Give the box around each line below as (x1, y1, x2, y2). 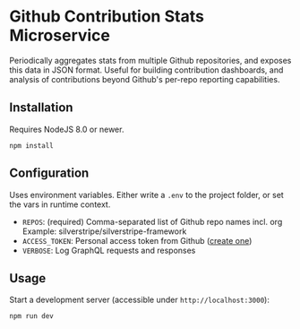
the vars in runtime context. (9, 199, 111, 210)
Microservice (9, 25, 110, 46)
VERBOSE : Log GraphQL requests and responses (21, 245, 196, 255)
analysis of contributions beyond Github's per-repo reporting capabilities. (9, 74, 280, 84)
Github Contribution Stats (9, 6, 204, 27)
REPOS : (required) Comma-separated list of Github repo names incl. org (21, 216, 283, 227)
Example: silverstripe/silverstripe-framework (21, 226, 187, 237)
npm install (9, 141, 54, 150)
